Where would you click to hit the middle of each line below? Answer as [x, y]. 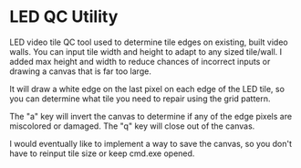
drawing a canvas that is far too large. [81, 71]
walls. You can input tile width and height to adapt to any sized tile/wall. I [146, 51]
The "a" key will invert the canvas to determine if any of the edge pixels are [151, 116]
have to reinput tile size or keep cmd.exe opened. [102, 153]
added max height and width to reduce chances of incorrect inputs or [140, 61]
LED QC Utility [64, 17]
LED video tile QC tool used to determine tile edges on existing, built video [149, 42]
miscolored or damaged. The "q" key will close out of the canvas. [132, 126]
